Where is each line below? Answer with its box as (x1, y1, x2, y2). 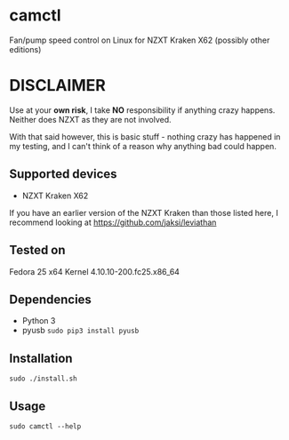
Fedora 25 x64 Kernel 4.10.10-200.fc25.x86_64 (9, 266, 181, 276)
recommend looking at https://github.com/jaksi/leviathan (9, 217, 217, 228)
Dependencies (9, 292, 92, 307)
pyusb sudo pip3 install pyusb (21, 325, 140, 336)
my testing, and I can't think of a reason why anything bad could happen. (9, 140, 277, 151)
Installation (9, 350, 73, 365)
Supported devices (9, 166, 117, 182)
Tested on (9, 243, 66, 258)
